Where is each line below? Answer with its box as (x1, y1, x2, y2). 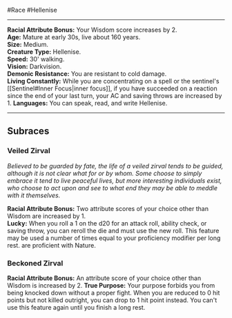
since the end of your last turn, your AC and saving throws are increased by (7, 92, 222, 99)
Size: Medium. (7, 41, 49, 48)
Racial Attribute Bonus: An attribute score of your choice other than (7, 274, 202, 282)
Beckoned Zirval (7, 258, 64, 268)
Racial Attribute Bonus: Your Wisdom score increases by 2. (7, 26, 177, 34)
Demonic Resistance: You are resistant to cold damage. (7, 70, 167, 78)
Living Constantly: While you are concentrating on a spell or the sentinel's (7, 77, 220, 85)
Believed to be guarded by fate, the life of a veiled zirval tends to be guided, (7, 161, 224, 170)
